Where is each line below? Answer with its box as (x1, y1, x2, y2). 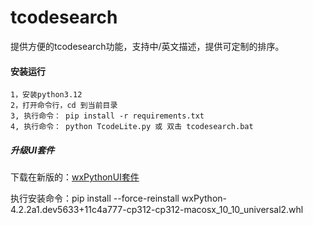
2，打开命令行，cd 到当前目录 (10, 101, 118, 111)
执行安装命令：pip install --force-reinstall (10, 192, 180, 205)
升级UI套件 (10, 144, 55, 156)
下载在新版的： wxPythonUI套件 (10, 171, 140, 183)
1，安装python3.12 (10, 90, 83, 100)
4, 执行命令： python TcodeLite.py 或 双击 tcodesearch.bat (10, 122, 254, 132)
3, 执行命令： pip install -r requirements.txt (10, 111, 205, 121)
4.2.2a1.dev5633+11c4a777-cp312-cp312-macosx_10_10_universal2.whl (10, 204, 304, 216)
